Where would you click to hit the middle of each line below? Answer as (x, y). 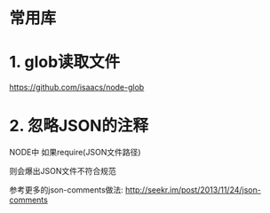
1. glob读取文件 (65, 62)
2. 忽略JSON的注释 (79, 126)
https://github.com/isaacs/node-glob (77, 87)
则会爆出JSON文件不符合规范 (63, 171)
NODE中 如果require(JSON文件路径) (75, 153)
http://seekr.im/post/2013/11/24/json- (194, 190)
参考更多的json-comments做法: (67, 190)
